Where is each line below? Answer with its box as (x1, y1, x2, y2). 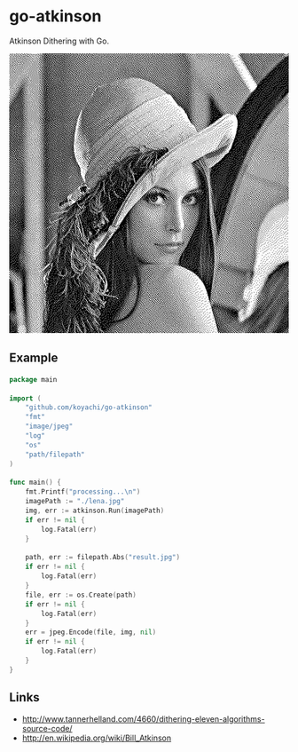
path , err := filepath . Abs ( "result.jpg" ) (25, 553, 180, 562)
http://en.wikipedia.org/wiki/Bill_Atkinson (21, 732, 172, 743)
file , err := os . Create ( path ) (25, 590, 137, 599)
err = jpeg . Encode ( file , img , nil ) (25, 628, 157, 637)
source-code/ (21, 723, 73, 733)
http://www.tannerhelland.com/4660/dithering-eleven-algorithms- (21, 713, 265, 724)
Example (9, 351, 59, 366)
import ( (9, 393, 42, 403)
